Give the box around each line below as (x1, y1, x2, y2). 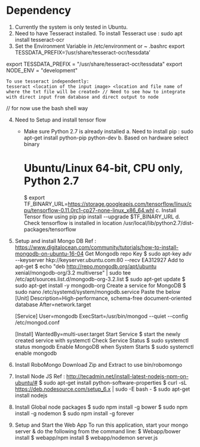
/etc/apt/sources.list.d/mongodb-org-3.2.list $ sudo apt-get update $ (14, 275, 186, 282)
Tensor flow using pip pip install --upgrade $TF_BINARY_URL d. (23, 213, 180, 220)
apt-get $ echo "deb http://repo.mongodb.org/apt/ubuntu (14, 263, 157, 270)
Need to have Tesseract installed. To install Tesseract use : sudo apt (14, 29, 183, 37)
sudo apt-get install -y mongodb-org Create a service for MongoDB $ (14, 282, 186, 289)
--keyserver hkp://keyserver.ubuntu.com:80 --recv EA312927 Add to (14, 256, 184, 263)
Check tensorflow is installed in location (23, 219, 122, 226)
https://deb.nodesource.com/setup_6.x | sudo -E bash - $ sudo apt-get (14, 385, 190, 393)
